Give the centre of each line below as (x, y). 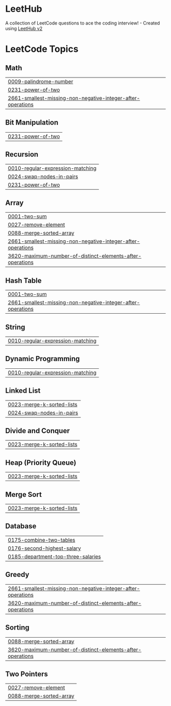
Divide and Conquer (38, 431)
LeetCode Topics (42, 49)
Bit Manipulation (32, 123)
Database (21, 526)
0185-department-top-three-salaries (54, 557)
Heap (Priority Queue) (41, 462)
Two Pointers (27, 674)
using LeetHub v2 (24, 28)
